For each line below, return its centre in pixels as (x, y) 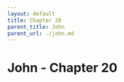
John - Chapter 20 (63, 68)
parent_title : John (36, 27)
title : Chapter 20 (34, 20)
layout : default (31, 14)
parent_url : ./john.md (41, 33)
